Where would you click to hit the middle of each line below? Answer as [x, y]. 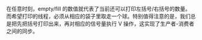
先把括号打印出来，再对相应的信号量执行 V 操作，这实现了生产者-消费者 [105, 24]
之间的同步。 [22, 31]
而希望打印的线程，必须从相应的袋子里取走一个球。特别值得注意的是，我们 [98, 16]
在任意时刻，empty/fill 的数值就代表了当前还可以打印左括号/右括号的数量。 [99, 9]
